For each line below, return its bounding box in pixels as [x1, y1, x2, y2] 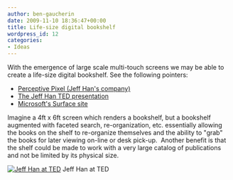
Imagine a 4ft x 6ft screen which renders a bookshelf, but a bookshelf [7, 113, 211, 122]
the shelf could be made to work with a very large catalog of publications [7, 144, 222, 152]
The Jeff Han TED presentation [17, 92, 109, 100]
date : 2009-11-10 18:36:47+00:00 [7, 17, 107, 24]
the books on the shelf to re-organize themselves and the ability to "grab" [7, 129, 223, 137]
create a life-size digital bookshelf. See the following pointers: [7, 70, 188, 79]
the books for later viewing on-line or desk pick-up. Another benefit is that [7, 136, 227, 144]
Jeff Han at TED [63, 165, 109, 173]
